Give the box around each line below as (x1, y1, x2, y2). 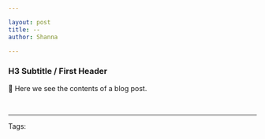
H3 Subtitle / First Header (8, 66, 108, 77)
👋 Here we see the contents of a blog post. (8, 83, 147, 93)
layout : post (8, 18, 51, 26)
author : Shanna (8, 33, 58, 41)
